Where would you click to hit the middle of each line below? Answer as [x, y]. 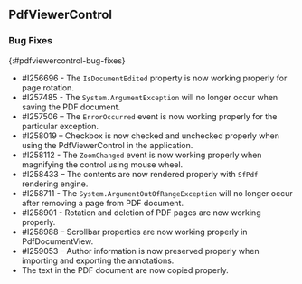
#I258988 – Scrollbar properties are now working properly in [134, 232]
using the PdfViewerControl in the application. [107, 145]
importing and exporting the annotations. [98, 260]
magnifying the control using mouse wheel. [102, 164]
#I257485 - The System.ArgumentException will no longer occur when [150, 97]
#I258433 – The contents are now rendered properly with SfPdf [140, 174]
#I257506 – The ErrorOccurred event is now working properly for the [149, 116]
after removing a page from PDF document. [103, 203]
